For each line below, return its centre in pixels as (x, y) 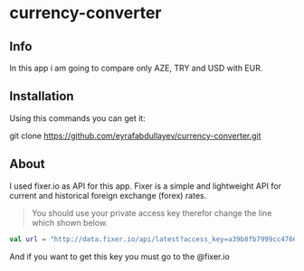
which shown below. (70, 222)
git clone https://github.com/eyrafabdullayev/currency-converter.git (135, 135)
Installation (42, 96)
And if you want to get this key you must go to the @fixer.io (120, 257)
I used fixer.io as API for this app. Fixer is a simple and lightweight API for (146, 186)
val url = (28, 239)
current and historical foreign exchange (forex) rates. (108, 195)
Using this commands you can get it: (78, 118)
